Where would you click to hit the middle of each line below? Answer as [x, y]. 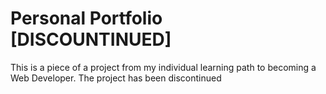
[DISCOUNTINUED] [91, 39]
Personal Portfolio [86, 18]
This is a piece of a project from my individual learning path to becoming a [163, 67]
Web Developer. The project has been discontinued [116, 78]
